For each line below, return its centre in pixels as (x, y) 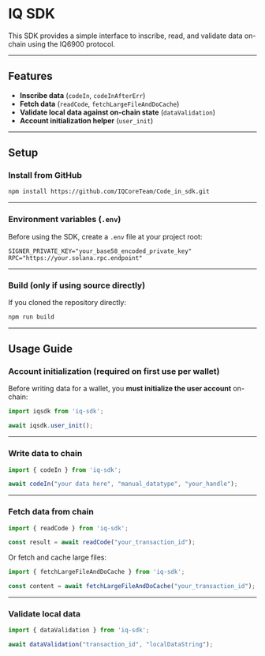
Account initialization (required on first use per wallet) (114, 371)
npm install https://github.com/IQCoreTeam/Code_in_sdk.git (109, 192)
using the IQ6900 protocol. (71, 43)
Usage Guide (41, 349)
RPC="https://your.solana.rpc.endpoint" (76, 258)
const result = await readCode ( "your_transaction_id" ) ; (102, 542)
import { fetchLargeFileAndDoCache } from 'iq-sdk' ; (97, 572)
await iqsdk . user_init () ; (50, 426)
